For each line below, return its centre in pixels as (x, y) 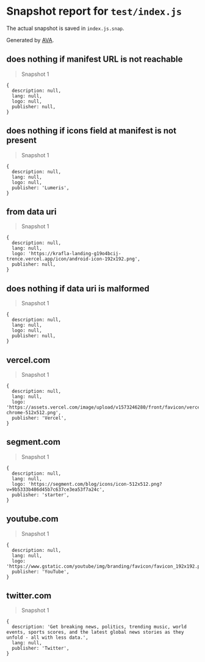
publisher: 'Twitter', (41, 649)
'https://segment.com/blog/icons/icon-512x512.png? (95, 484)
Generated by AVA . (30, 40)
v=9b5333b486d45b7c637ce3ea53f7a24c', (56, 489)
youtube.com (33, 519)
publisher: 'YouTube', (41, 571)
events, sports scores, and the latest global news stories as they (95, 632)
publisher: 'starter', (41, 495)
